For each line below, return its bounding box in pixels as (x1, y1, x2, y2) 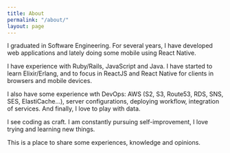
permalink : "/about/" (7, 16, 69, 23)
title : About (7, 10, 45, 17)
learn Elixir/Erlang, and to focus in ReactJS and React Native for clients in (7, 69, 214, 78)
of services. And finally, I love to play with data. (7, 104, 141, 113)
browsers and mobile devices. (7, 77, 93, 85)
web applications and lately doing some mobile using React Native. (7, 49, 197, 57)
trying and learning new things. (7, 125, 95, 134)
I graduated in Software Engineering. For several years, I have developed (7, 42, 213, 50)
